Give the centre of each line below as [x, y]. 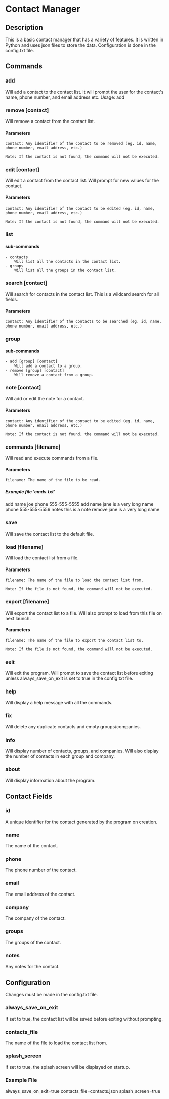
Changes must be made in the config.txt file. [52, 995]
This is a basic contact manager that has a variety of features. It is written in [84, 39]
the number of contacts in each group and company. [60, 756]
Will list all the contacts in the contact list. [68, 261]
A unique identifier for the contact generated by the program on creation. [81, 822]
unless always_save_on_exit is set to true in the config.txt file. [69, 678]
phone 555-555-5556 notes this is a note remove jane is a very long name [82, 510]
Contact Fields [29, 796]
